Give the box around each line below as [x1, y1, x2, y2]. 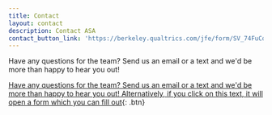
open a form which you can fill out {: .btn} [8, 97, 146, 107]
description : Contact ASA [8, 27, 96, 35]
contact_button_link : [8, 34, 82, 43]
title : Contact [8, 11, 60, 20]
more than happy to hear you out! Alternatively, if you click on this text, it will [8, 89, 263, 99]
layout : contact [8, 19, 63, 27]
